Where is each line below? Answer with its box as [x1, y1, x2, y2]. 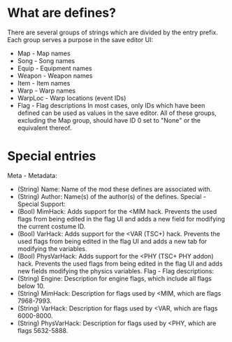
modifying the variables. [17, 244, 87, 253]
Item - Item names [17, 78, 71, 87]
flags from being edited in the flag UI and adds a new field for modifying [17, 214, 226, 223]
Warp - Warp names [17, 86, 76, 95]
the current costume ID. [17, 222, 86, 231]
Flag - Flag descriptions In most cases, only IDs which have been [17, 101, 205, 109]
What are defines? [7, 5, 117, 21]
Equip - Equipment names [17, 64, 92, 72]
